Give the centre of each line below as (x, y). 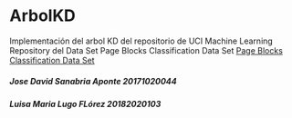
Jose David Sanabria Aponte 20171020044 (94, 81)
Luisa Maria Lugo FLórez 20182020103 (85, 103)
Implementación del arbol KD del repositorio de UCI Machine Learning (141, 41)
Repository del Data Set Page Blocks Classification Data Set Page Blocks (146, 50)
